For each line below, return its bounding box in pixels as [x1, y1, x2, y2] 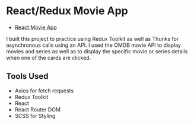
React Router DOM [14, 105, 61, 113]
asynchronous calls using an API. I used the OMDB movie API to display [6, 41, 181, 49]
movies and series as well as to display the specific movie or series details [6, 47, 188, 55]
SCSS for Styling [14, 112, 56, 119]
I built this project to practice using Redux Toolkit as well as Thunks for [6, 35, 179, 42]
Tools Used [6, 71, 49, 81]
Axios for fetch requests [14, 87, 74, 94]
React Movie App [14, 24, 58, 31]
